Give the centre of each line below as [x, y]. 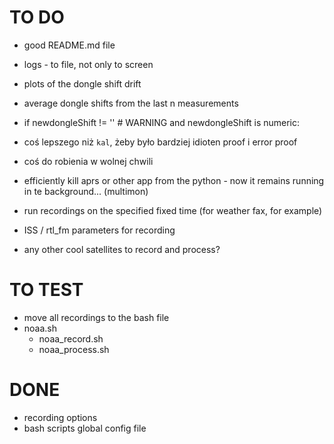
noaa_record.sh [71, 338]
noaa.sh [40, 328]
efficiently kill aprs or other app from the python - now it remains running [174, 180]
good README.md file [69, 45]
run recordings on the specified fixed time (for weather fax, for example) [173, 210]
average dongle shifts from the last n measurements [131, 103]
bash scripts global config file [85, 428]
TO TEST [46, 290]
